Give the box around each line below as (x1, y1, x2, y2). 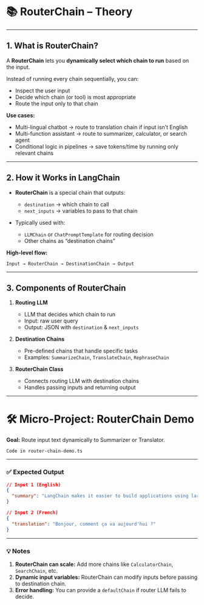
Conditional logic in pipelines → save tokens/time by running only (15, 142, 178, 150)
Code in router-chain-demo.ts (6, 448, 83, 454)
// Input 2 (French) (6, 509, 59, 516)
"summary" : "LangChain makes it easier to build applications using (12, 493, 189, 499)
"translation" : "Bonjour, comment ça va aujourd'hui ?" (12, 521, 156, 527)
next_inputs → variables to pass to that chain (24, 207, 138, 214)
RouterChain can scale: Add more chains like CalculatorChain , (15, 561, 174, 568)
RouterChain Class (15, 366, 64, 373)
